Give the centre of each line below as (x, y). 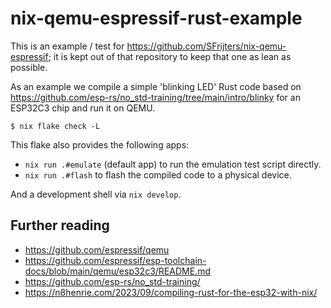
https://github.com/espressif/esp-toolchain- (115, 260)
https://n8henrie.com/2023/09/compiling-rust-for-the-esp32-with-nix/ (171, 292)
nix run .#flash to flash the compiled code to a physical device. (158, 174)
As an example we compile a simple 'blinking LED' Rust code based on (156, 86)
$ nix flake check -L (55, 126)
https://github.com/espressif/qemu (97, 249)
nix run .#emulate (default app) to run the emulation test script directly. (173, 164)
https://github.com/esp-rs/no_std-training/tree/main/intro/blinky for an (155, 97)
